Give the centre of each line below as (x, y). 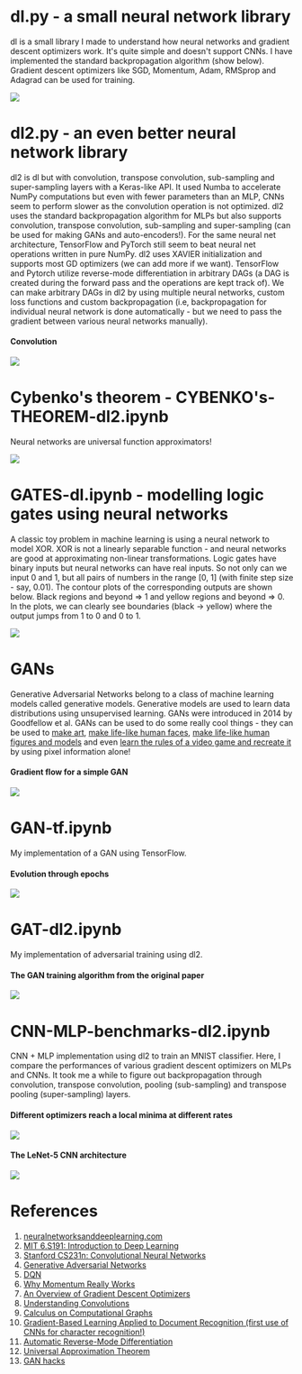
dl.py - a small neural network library (151, 17)
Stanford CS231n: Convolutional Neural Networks (114, 1255)
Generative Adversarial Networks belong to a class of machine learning (142, 694)
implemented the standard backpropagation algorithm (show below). (137, 60)
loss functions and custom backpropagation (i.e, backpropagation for (139, 302)
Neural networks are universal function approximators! (111, 442)
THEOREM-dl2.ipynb (89, 417)
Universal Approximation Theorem (87, 1351)
